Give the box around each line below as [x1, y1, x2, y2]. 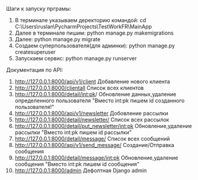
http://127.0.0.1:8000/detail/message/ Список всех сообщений [14, 135, 170, 142]
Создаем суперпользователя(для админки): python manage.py [14, 42, 175, 49]
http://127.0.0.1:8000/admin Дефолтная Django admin [14, 167, 147, 174]
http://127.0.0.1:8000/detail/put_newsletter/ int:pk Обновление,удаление [14, 123, 192, 129]
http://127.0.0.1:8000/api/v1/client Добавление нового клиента [14, 78, 171, 85]
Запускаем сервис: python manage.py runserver [14, 55, 137, 62]
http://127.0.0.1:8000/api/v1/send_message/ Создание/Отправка [14, 142, 175, 148]
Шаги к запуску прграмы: [6, 5, 72, 12]
